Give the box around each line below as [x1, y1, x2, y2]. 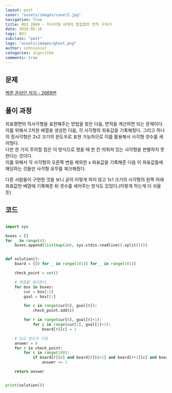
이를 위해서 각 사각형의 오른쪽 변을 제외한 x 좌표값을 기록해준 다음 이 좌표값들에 [5, 159, 163, 165]
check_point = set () [14, 271, 58, 276]
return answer [14, 369, 45, 374]
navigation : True [5, 17, 42, 22]
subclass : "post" [5, 36, 42, 41]
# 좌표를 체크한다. [14, 279, 49, 285]
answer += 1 [41, 360, 68, 365]
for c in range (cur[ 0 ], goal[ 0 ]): [24, 303, 97, 309]
